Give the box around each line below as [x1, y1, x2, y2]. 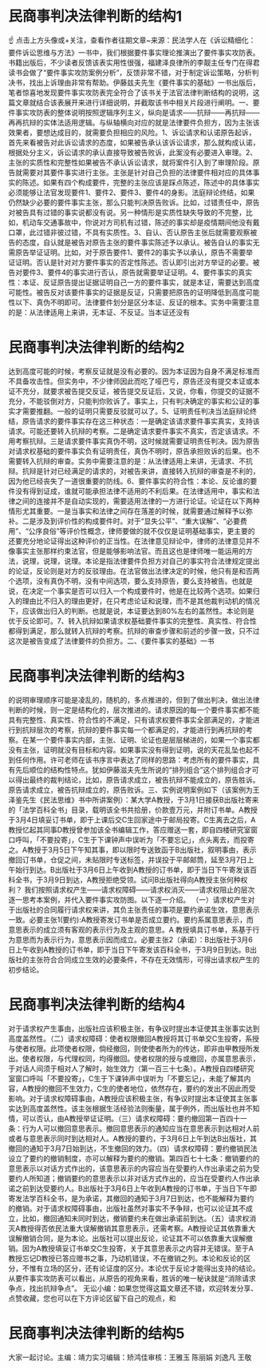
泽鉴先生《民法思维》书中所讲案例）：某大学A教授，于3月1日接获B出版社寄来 [8, 794, 259, 804]
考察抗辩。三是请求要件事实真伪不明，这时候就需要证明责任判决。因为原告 [14, 436, 260, 446]
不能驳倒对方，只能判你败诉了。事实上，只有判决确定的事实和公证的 [29, 396, 253, 406]
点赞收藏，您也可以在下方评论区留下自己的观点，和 [8, 1293, 176, 1303]
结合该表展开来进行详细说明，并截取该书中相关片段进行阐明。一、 [35, 98, 253, 107]
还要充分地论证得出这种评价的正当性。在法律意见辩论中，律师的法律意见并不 [8, 536, 260, 546]
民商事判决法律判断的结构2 [8, 339, 185, 356]
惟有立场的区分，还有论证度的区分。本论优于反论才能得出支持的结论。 [29, 1264, 260, 1273]
